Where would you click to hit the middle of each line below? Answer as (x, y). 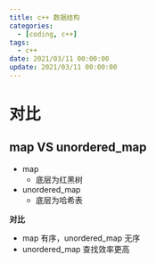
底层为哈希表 (59, 200)
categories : (31, 26)
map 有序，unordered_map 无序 (81, 238)
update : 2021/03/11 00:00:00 (63, 68)
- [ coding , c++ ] (47, 34)
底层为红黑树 (59, 179)
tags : (19, 42)
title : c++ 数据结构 (45, 17)
